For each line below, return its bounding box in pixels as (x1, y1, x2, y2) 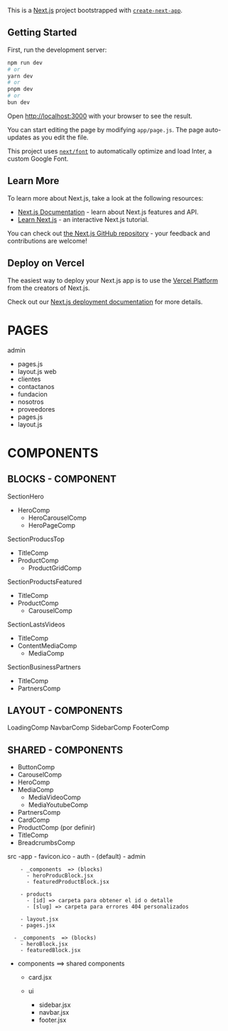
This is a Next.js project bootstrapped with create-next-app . (7, 6, 183, 14)
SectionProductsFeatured (7, 577, 82, 586)
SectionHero (7, 492, 44, 501)
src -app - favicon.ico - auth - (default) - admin (7, 853, 146, 861)
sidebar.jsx (38, 1000, 71, 1009)
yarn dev (7, 73, 33, 80)
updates (7, 133, 32, 141)
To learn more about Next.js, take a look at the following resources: (7, 193, 204, 202)
